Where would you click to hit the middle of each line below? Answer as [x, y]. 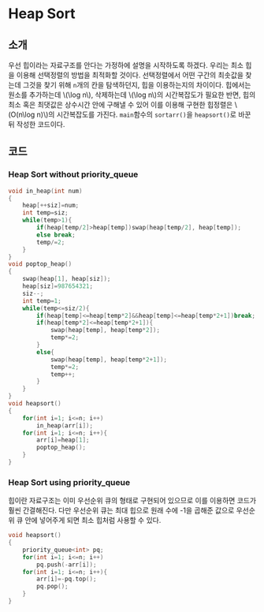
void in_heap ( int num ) [45, 191]
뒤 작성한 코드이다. [37, 124]
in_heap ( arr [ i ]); [65, 425]
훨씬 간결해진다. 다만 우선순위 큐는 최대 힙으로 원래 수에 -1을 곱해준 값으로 [121, 510]
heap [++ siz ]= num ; [51, 206]
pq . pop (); [52, 587]
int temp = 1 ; [42, 300]
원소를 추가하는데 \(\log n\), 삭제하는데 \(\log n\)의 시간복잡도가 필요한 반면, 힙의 [132, 95]
